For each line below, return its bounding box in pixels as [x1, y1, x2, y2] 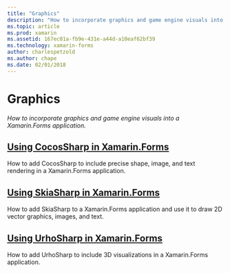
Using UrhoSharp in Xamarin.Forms [7, 232, 163, 244]
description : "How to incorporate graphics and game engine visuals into [7, 17, 224, 23]
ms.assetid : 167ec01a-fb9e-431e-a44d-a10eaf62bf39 [7, 36, 156, 43]
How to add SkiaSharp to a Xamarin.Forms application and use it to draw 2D [7, 205, 222, 214]
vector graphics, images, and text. [7, 212, 105, 221]
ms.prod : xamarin [7, 29, 57, 37]
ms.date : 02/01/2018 [7, 61, 67, 68]
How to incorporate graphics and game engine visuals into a [7, 114, 180, 122]
